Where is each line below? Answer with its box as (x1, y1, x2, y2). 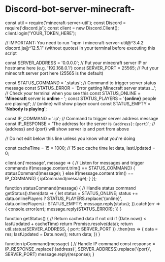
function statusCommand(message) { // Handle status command (5, 185, 136, 191)
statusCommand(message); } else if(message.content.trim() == (5, 170, 134, 176)
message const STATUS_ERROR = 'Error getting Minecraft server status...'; (5, 85, 157, 91)
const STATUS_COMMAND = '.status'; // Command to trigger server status (5, 80, 156, 86)
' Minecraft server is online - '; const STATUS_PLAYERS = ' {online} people (5, 95, 157, 101)
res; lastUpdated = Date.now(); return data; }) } (5, 231, 100, 237)
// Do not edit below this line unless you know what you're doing (5, 135, 135, 141)
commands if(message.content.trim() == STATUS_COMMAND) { (5, 165, 135, 171)
